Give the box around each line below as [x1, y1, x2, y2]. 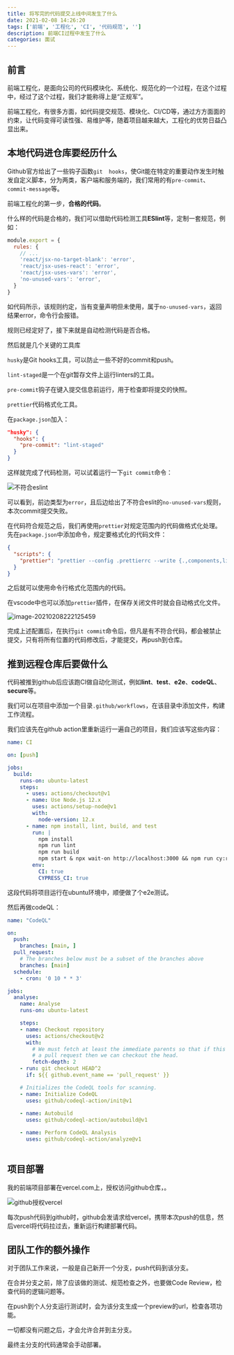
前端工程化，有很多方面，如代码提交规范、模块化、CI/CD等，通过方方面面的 [7, 107, 226, 115]
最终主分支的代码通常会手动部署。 [7, 1340, 105, 1349]
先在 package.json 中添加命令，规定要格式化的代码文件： [7, 530, 167, 539]
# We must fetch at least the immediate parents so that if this [32, 1046, 226, 1053]
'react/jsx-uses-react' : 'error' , [19, 263, 120, 270]
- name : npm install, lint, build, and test [25, 822, 157, 830]
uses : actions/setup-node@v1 [32, 803, 117, 810]
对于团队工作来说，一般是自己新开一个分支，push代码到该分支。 [7, 1264, 193, 1272]
